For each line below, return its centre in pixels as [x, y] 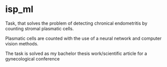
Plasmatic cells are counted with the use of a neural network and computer [83, 38]
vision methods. [22, 43]
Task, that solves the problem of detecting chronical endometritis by [76, 23]
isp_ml [19, 9]
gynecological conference [32, 58]
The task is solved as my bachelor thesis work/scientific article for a [76, 53]
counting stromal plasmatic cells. [40, 28]
